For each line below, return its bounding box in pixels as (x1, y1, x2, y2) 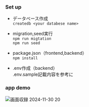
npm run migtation (12, 36, 52, 41)
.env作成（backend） (12, 65, 58, 71)
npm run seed (12, 41, 40, 46)
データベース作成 (12, 16, 49, 22)
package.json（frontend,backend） (12, 50, 87, 56)
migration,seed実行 (12, 31, 53, 37)
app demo (5, 84, 31, 91)
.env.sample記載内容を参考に (12, 71, 73, 77)
